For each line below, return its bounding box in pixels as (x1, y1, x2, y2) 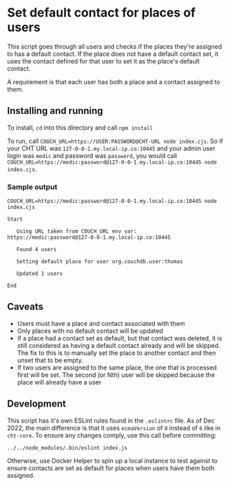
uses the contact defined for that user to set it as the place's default (7, 57, 200, 65)
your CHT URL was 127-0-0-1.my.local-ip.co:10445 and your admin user (7, 144, 216, 153)
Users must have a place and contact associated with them (17, 319, 185, 327)
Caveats (7, 301, 43, 313)
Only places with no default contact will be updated (17, 327, 163, 335)
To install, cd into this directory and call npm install (7, 123, 154, 132)
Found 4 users (16, 246, 57, 253)
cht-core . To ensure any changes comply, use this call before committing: (7, 431, 217, 439)
